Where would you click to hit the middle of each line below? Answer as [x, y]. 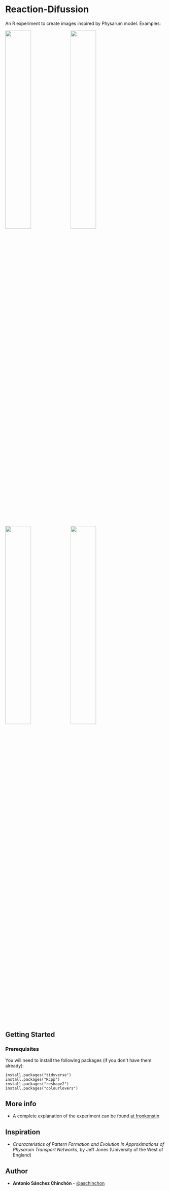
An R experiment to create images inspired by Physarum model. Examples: [83, 23]
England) [22, 1155]
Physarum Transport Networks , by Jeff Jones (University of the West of [88, 1150]
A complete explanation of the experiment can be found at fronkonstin [86, 1116]
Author [16, 1171]
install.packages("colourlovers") [42, 1088]
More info [21, 1104]
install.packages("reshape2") [37, 1084]
